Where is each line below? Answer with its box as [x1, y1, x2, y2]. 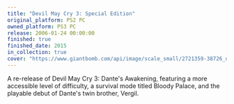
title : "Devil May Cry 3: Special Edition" [7, 10, 136, 17]
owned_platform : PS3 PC [7, 23, 77, 30]
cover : [7, 55, 26, 62]
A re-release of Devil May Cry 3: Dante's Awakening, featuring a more [7, 74, 208, 83]
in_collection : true [7, 49, 68, 56]
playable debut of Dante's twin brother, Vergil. [7, 89, 139, 97]
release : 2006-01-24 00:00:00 [7, 29, 95, 37]
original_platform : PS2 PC [7, 17, 86, 24]
